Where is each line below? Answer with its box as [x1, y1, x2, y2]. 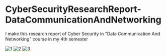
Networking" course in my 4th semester [5, 36, 88, 42]
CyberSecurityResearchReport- [5, 3, 141, 15]
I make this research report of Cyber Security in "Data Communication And [5, 30, 160, 36]
